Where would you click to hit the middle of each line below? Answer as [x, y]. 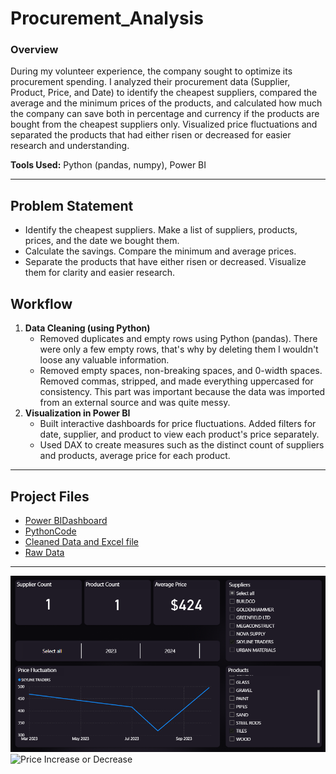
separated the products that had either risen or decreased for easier [151, 135]
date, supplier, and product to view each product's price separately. [179, 434]
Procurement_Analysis [107, 18]
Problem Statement [72, 205]
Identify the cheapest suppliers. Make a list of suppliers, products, [161, 230]
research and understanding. [70, 146]
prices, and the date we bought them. [102, 241]
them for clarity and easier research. [100, 273]
